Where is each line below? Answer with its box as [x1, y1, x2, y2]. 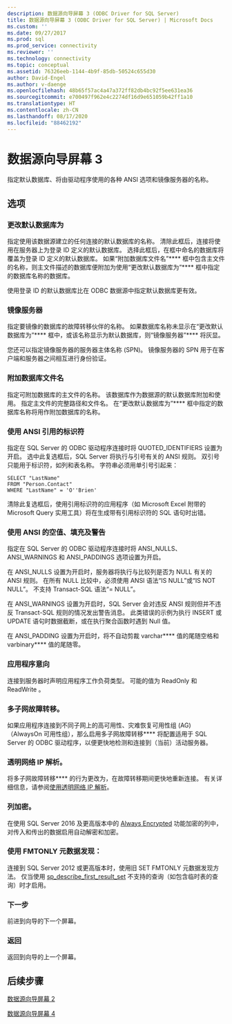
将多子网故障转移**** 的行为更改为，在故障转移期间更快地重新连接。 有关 [7, 774, 216, 783]
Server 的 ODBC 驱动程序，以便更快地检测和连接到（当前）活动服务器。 [7, 738, 212, 747]
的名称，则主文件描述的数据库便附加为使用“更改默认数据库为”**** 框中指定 [7, 263, 220, 272]
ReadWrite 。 [7, 685, 45, 693]
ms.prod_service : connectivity [7, 42, 97, 49]
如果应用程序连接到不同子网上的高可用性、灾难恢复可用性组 [7, 720, 177, 729]
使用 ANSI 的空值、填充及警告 [7, 527, 106, 537]
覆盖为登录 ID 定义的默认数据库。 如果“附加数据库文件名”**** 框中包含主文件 [7, 254, 225, 263]
